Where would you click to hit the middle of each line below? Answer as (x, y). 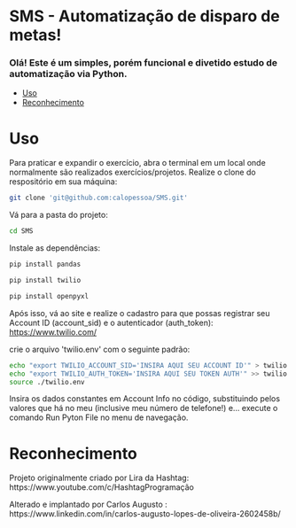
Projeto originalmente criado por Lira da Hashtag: (99, 478)
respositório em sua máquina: (63, 182)
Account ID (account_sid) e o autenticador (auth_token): (112, 322)
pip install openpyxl (49, 296)
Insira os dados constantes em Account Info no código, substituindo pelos (145, 399)
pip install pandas (45, 264)
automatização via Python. (68, 74)
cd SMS (21, 231)
